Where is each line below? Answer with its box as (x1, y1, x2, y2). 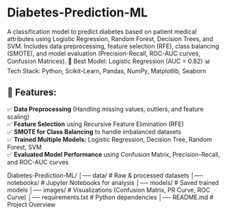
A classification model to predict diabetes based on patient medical (7, 27, 197, 36)
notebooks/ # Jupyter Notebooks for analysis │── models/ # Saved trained (7, 178, 219, 186)
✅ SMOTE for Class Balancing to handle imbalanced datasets (7, 127, 182, 136)
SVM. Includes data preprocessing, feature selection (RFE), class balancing (7, 42, 219, 50)
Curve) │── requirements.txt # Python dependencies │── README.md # (7, 193, 214, 201)
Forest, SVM (7, 142, 42, 151)
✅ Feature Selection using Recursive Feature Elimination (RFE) (7, 120, 185, 128)
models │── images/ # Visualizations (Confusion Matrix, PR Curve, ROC (7, 186, 211, 194)
